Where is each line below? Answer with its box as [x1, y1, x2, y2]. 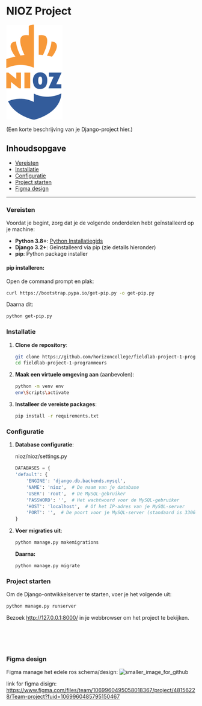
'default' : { [14, 472, 48, 478]
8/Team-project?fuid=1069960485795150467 [6, 693, 120, 701]
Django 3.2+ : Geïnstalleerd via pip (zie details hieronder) [14, 244, 156, 251]
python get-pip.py [6, 313, 52, 319]
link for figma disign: [6, 680, 57, 687]
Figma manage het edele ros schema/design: [6, 669, 118, 676]
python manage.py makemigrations [14, 539, 99, 545]
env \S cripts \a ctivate [14, 390, 70, 396]
